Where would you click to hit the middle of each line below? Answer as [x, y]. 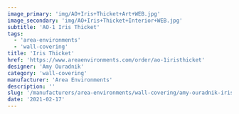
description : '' [31, 86]
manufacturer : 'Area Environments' [60, 80]
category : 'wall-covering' [47, 73]
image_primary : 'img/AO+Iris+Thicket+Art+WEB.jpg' [84, 14]
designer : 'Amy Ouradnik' [46, 67]
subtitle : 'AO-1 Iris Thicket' [54, 27]
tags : [15, 34]
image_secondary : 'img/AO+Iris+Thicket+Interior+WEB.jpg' [95, 21]
